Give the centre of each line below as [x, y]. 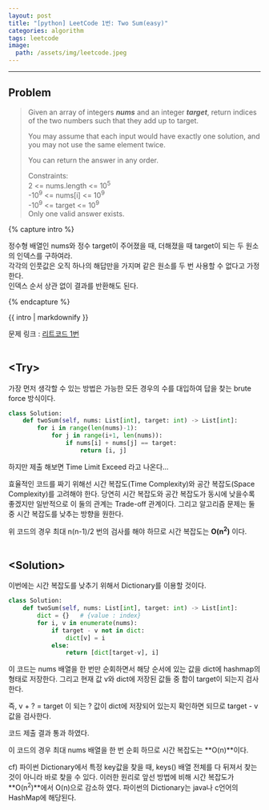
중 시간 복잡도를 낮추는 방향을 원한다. [66, 514]
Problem [30, 93]
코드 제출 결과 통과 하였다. [49, 733]
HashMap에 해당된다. [42, 797]
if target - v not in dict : [98, 630]
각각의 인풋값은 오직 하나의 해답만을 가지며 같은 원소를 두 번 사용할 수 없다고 [127, 266]
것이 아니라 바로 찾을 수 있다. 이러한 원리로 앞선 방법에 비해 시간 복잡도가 [121, 777]
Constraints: [48, 175]
